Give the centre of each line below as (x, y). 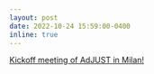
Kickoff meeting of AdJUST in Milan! (77, 60)
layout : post (34, 18)
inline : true (34, 34)
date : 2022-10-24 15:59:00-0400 (70, 26)
